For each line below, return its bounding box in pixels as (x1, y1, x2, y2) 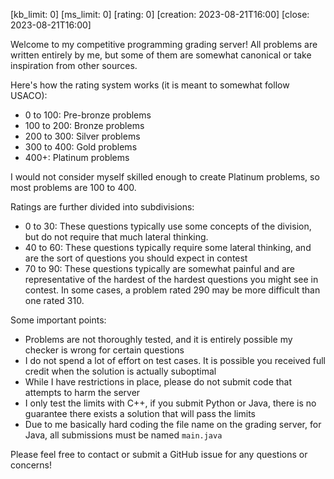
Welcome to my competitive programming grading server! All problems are (10, 39, 318, 50)
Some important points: (10, 314, 107, 326)
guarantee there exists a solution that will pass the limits (24, 408, 256, 419)
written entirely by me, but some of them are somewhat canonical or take (10, 49, 312, 61)
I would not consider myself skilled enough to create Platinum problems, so (10, 171, 320, 183)
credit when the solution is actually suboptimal (24, 365, 217, 377)
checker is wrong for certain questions (24, 344, 185, 356)
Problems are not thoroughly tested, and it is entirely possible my (24, 334, 293, 345)
